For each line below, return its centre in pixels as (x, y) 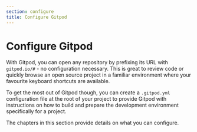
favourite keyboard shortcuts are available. (58, 81)
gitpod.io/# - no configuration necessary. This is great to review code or (95, 69)
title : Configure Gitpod (37, 17)
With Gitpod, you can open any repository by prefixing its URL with (87, 62)
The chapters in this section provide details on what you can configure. (93, 123)
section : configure (30, 11)
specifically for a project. (36, 111)
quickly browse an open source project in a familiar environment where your (99, 75)
